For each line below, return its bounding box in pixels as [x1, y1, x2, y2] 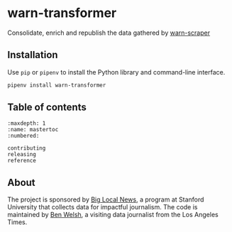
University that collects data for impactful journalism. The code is [7, 203, 198, 211]
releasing [7, 151, 37, 158]
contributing [7, 145, 46, 152]
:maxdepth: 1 [7, 120, 46, 127]
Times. [7, 218, 28, 226]
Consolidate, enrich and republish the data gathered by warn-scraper [7, 28, 211, 37]
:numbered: [7, 133, 40, 140]
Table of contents [7, 101, 87, 114]
